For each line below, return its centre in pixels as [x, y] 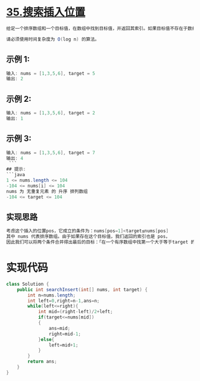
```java [16, 175]
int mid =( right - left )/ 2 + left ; [75, 312]
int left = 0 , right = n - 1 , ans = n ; [64, 301]
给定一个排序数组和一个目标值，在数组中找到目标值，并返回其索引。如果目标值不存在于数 [99, 28]
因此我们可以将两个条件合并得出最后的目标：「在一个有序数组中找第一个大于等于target [97, 242]
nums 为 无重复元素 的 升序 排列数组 [47, 191]
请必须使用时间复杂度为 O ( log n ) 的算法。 [53, 39]
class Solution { [28, 284]
